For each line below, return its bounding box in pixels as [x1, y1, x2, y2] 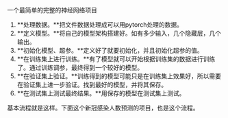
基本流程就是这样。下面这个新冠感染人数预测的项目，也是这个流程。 [7, 104, 199, 112]
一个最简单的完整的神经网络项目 [7, 6, 97, 14]
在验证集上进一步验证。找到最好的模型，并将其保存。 [16, 81, 168, 88]
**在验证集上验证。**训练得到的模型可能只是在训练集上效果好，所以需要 [16, 72, 221, 80]
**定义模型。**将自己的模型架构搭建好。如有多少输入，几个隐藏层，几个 [16, 29, 221, 37]
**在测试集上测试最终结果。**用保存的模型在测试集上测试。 [16, 89, 186, 97]
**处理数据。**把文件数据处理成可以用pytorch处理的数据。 [16, 21, 183, 29]
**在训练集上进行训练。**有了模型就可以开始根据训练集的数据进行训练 [16, 55, 216, 63]
